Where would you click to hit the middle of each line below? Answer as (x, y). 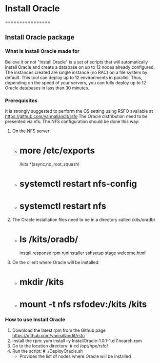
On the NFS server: (31, 131)
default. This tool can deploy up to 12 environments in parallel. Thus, (74, 77)
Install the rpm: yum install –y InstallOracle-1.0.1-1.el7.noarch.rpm (77, 341)
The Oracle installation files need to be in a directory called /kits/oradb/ (84, 220)
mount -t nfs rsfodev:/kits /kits (83, 304)
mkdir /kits (42, 282)
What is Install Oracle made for (42, 51)
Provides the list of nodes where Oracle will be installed (75, 356)
